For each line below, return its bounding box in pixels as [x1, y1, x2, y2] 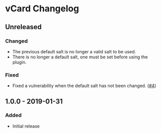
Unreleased [5, 23, 42, 31]
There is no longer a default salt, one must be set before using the [12, 54, 148, 60]
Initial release [12, 123, 40, 129]
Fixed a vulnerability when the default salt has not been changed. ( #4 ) [12, 83, 157, 89]
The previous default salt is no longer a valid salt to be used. [12, 48, 136, 54]
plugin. [12, 59, 27, 65]
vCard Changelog [5, 3, 80, 14]
